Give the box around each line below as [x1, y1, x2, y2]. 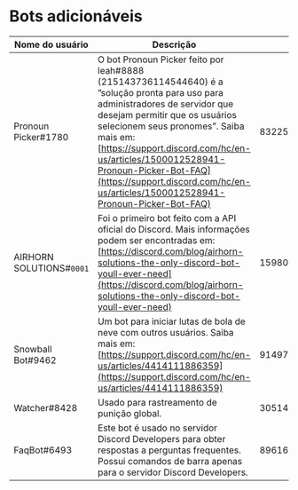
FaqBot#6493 [13, 444, 73, 456]
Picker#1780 [13, 130, 69, 143]
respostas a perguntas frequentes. [97, 444, 242, 456]
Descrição [152, 38, 197, 51]
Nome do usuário [13, 38, 89, 51]
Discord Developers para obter [97, 432, 226, 445]
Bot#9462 [13, 353, 57, 366]
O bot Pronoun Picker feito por [97, 53, 224, 66]
